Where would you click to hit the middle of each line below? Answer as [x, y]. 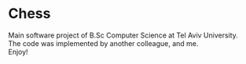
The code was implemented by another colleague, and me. [103, 43]
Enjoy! [18, 52]
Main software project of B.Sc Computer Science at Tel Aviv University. [123, 35]
